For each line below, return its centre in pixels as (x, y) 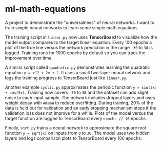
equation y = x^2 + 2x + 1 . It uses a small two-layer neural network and (78, 72)
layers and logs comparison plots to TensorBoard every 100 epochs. (74, 138)
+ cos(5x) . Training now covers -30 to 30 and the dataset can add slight (77, 92)
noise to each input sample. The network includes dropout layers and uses (80, 97)
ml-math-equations (46, 9)
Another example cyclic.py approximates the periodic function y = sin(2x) (81, 87)
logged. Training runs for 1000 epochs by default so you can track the (75, 53)
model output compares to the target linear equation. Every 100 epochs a (79, 42)
